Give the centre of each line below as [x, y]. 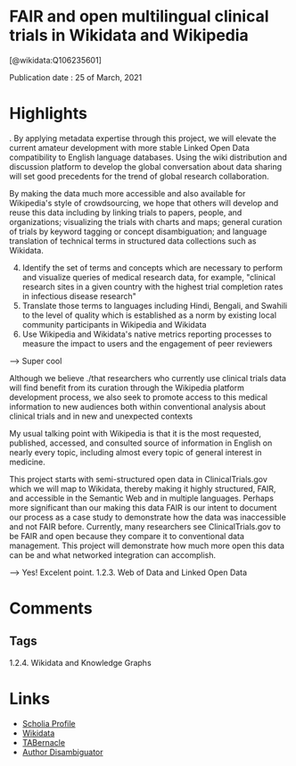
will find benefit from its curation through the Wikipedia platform [127, 387]
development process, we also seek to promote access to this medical [139, 397]
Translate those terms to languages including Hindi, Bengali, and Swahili [155, 305]
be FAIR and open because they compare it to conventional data [127, 536]
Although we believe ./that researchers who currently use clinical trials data [148, 378]
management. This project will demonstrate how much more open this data [147, 545]
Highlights [48, 114]
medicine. [28, 462]
